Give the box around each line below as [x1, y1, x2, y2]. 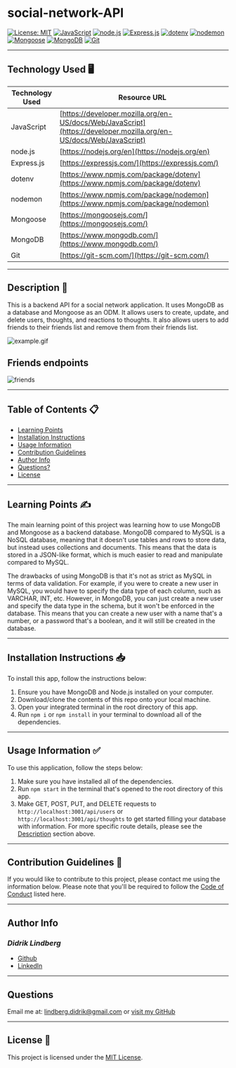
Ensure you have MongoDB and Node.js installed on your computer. [17, 688, 214, 696]
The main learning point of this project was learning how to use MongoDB [7, 521, 221, 529]
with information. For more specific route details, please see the [17, 822, 202, 830]
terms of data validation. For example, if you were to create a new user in [7, 579, 219, 587]
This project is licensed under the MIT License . [7, 1053, 143, 1061]
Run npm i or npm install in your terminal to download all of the [17, 710, 202, 719]
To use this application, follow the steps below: [7, 763, 143, 772]
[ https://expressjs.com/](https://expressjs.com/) [59, 158, 219, 168]
